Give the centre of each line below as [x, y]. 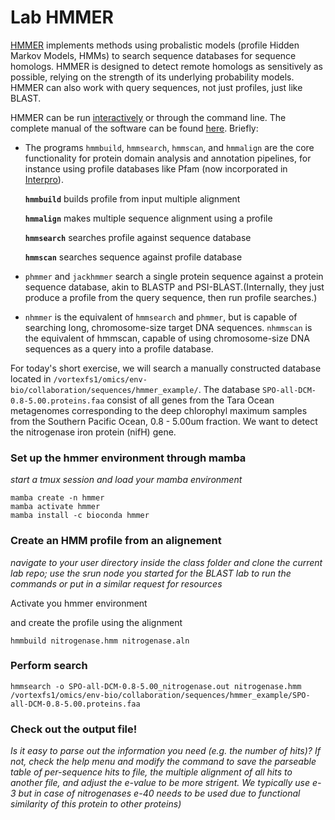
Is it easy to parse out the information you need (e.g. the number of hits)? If [165, 751]
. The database [229, 389]
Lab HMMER [62, 17]
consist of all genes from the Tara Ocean [190, 400]
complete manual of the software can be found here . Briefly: [134, 128]
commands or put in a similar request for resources [116, 583]
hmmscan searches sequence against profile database [133, 257]
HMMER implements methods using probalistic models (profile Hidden [155, 45]
